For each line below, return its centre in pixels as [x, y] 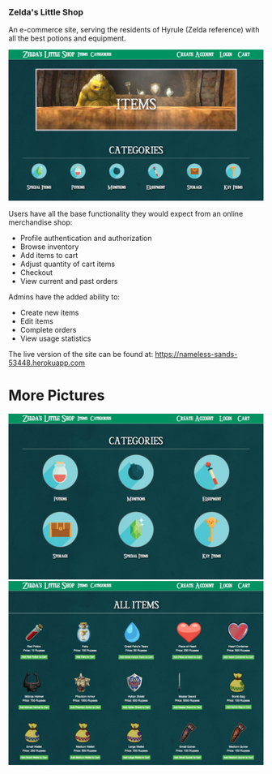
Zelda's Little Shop [46, 12]
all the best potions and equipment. [68, 38]
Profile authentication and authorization [86, 239]
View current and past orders [69, 282]
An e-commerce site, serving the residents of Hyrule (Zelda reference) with [134, 30]
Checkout [36, 273]
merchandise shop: [40, 222]
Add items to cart [49, 256]
